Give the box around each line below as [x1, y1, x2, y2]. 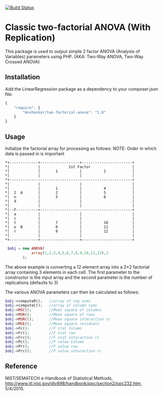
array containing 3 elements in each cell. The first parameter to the [5, 269, 140, 275]
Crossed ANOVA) [5, 59, 40, 65]
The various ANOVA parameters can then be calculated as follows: [5, 289, 140, 295]
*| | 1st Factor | [5, 164, 135, 169]
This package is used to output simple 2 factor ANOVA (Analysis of [5, 48, 140, 54]
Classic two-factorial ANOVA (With [5, 22, 151, 33]
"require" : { [14, 105, 41, 110]
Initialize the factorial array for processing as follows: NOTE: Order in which [5, 145, 157, 151]
